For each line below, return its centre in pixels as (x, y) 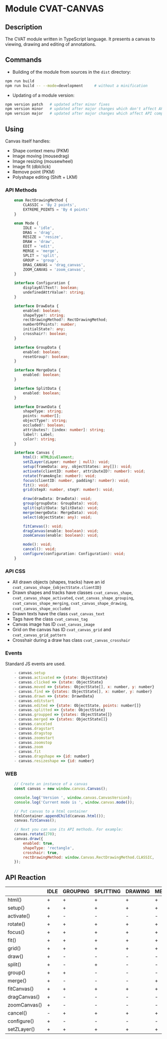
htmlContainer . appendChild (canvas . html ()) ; (60, 816)
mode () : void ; (38, 545)
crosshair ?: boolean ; (45, 334)
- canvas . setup (30, 673)
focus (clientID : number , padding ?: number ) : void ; (77, 480)
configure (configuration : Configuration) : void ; (74, 554)
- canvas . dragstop (33, 733)
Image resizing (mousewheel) (43, 161)
